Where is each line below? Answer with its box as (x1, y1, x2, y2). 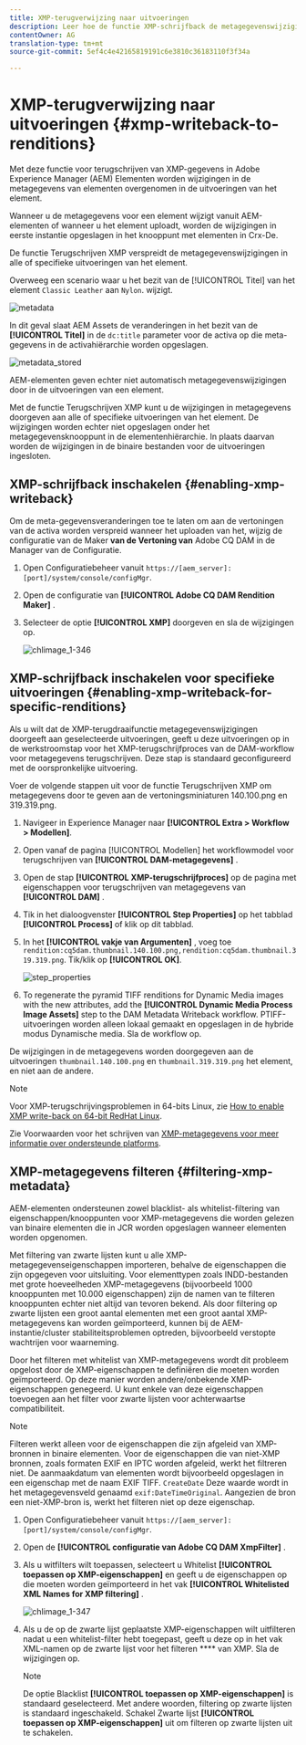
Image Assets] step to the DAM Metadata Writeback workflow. (22, 1008, 259, 1019)
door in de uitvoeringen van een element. (9, 384, 164, 395)
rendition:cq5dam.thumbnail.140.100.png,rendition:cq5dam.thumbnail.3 (22, 946, 297, 955)
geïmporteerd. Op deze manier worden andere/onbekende (9, 1374, 229, 1385)
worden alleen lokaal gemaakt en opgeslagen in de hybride (72, 1019, 294, 1029)
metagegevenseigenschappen (9, 1259, 124, 1270)
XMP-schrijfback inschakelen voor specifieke (9, 671, 275, 686)
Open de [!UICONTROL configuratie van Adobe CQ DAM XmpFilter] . (22, 1541, 287, 1552)
